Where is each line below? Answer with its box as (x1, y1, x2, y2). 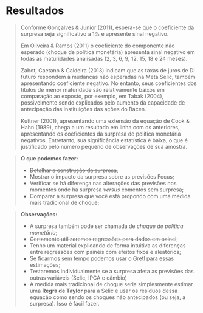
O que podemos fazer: (20, 154, 78, 162)
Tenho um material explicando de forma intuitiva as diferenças (29, 241, 186, 249)
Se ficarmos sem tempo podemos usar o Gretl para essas (29, 255, 174, 262)
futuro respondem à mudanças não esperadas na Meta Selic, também (20, 73, 196, 80)
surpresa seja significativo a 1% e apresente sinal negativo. (20, 30, 169, 37)
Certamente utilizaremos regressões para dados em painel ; (29, 235, 179, 242)
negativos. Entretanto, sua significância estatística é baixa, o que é (20, 136, 188, 143)
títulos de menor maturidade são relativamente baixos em (20, 86, 165, 93)
